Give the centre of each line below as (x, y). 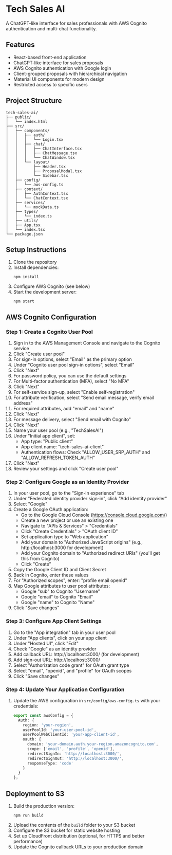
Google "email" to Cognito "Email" (57, 597)
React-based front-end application (50, 57)
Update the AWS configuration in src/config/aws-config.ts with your (87, 700)
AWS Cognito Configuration (51, 317)
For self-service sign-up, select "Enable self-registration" (74, 392)
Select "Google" (30, 504)
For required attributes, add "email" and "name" (64, 409)
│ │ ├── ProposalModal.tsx (44, 171)
